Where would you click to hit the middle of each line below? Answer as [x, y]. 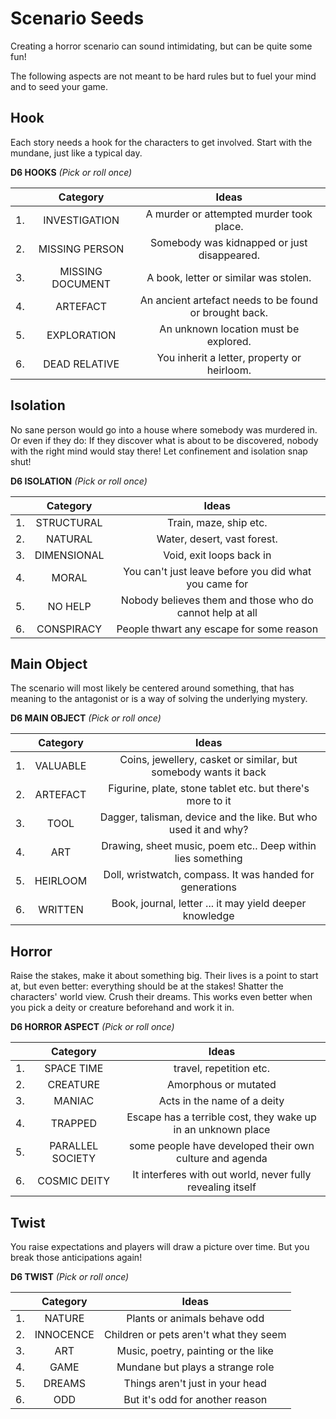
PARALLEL [74, 1146]
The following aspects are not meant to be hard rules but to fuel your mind [163, 76]
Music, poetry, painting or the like [195, 1350]
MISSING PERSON [81, 249]
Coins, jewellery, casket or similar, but [208, 760]
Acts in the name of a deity [221, 1101]
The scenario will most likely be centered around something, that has [152, 688]
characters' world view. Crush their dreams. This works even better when [161, 997]
